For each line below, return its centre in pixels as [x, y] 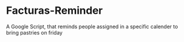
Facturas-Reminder [54, 11]
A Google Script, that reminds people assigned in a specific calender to [92, 26]
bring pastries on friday [34, 32]
